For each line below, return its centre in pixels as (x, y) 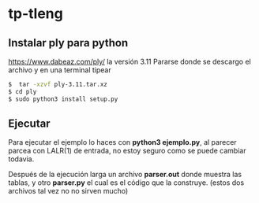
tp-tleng (36, 14)
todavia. (21, 159)
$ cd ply (23, 91)
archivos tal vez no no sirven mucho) (68, 191)
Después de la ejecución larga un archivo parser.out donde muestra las (125, 175)
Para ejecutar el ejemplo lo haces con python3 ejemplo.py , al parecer (122, 142)
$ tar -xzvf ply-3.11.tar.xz (58, 84)
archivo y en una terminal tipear (60, 70)
